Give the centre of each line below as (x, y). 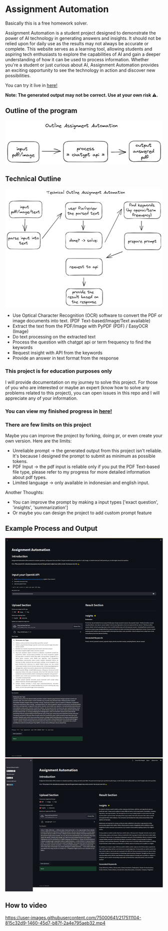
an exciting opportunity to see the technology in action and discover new (80, 70)
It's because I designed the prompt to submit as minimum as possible (84, 456)
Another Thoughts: (24, 492)
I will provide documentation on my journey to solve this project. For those (81, 382)
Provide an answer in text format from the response (65, 358)
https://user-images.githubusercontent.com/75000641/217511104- (73, 917)
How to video (26, 906)
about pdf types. (29, 477)
